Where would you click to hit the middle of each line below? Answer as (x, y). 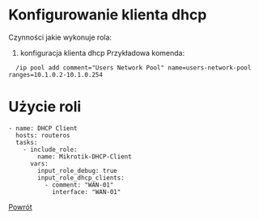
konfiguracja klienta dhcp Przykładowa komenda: (102, 53)
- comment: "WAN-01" (79, 185)
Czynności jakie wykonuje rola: (60, 37)
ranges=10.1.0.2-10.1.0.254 (56, 74)
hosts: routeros (43, 135)
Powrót (20, 207)
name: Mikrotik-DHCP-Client (85, 156)
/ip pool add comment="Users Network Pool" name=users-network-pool (134, 67)
